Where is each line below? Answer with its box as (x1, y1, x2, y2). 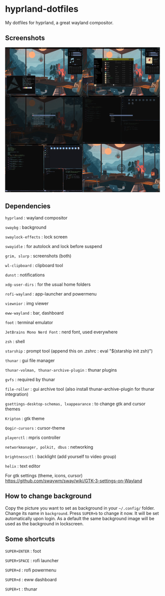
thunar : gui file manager (5, 357, 55, 364)
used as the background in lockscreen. (5, 520, 84, 526)
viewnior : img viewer (5, 300, 49, 306)
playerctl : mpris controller (5, 434, 61, 440)
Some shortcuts (5, 535, 55, 543)
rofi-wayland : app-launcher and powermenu (5, 291, 97, 297)
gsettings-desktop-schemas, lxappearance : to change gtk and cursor (5, 401, 146, 407)
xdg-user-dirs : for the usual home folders (5, 281, 91, 288)
